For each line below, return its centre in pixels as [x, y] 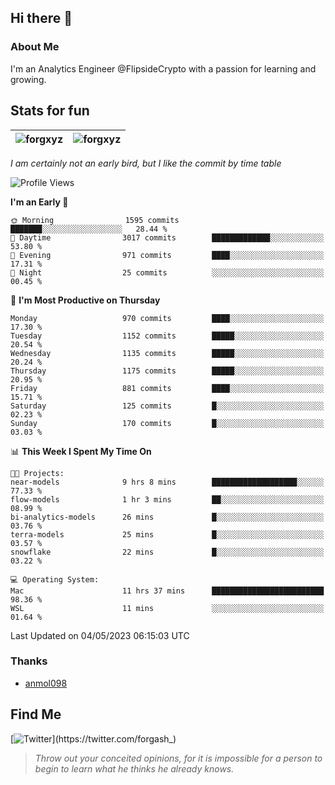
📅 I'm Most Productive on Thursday [85, 300]
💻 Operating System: [55, 579]
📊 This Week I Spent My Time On [81, 451]
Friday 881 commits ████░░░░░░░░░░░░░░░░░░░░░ [167, 388]
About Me [35, 47]
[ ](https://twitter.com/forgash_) [93, 738]
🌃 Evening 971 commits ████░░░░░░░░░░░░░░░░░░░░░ [167, 255]
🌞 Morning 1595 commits [95, 220]
